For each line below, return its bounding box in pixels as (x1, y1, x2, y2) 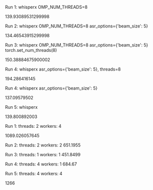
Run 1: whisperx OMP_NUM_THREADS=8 (5, 4, 88, 10)
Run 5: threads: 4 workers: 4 (5, 171, 63, 176)
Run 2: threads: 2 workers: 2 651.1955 (5, 142, 81, 148)
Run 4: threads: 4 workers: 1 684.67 (5, 161, 77, 167)
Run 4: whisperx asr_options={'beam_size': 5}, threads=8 (5, 66, 121, 72)
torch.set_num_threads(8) (5, 47, 57, 53)
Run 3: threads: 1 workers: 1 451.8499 (5, 152, 81, 157)
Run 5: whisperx (5, 104, 38, 110)
